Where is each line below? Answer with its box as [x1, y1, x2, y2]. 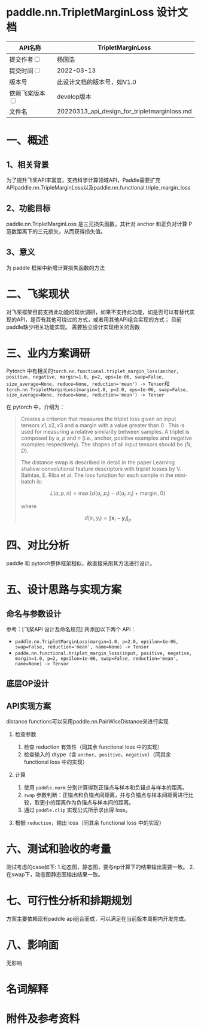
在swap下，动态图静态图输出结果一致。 [6, 871, 103, 878]
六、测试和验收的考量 [6, 842, 112, 856]
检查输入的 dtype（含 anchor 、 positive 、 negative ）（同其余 [23, 751, 172, 758]
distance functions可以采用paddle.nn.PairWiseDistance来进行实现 [6, 718, 169, 725]
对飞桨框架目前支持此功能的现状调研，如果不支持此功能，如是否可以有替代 [6, 308, 190, 316]
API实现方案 [6, 701, 51, 711]
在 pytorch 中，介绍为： [6, 403, 65, 411]
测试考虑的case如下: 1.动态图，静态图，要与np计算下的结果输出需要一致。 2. [6, 863, 194, 870]
